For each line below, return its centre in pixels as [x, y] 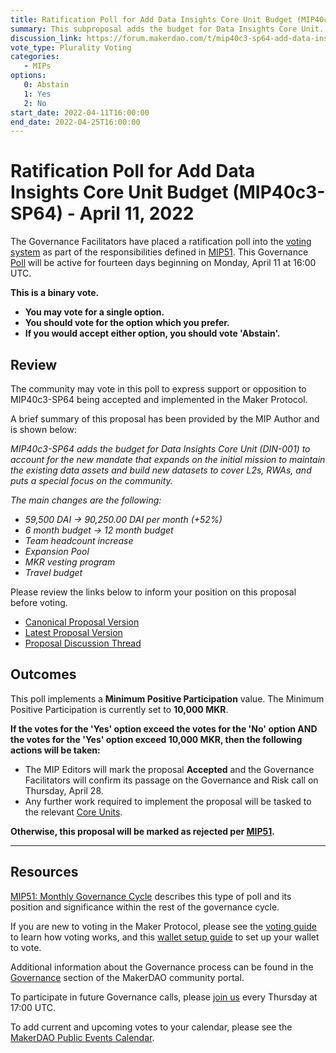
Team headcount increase [79, 540]
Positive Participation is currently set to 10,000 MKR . [119, 709]
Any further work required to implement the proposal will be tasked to [168, 801]
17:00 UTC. [33, 1007]
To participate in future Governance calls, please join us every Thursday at [164, 997]
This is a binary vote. [55, 293]
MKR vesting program [70, 562]
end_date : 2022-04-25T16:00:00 [75, 122]
